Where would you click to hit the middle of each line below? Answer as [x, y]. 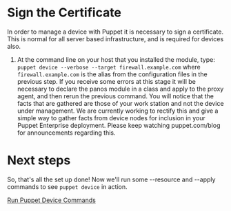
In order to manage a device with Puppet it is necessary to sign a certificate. [115, 32]
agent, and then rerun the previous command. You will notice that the [115, 96]
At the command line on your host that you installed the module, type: [116, 59]
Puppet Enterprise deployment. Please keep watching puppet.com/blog [119, 125]
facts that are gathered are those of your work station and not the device [120, 103]
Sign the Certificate [64, 13]
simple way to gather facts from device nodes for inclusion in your [111, 118]
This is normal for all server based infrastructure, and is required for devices [115, 38]
